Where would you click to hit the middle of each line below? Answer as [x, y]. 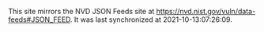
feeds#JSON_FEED [40, 20]
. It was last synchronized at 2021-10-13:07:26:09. [151, 20]
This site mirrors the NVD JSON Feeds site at [81, 11]
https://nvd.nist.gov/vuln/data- [206, 11]
